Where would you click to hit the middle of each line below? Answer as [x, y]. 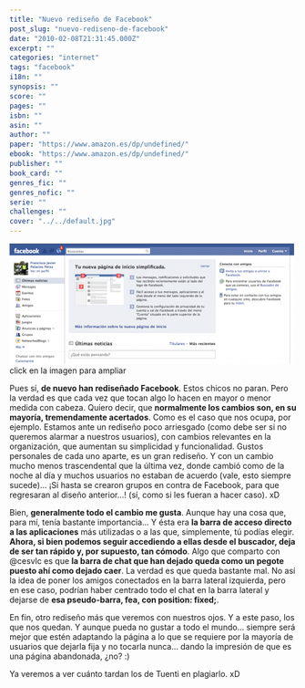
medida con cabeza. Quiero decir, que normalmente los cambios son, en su [153, 407]
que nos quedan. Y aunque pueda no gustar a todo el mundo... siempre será [152, 627]
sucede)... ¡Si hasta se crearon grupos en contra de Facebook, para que [144, 485]
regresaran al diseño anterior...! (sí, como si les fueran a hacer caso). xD [145, 495]
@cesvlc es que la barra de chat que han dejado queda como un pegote [147, 561]
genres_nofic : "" [42, 193]
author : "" [30, 135]
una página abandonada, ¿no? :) [70, 656]
